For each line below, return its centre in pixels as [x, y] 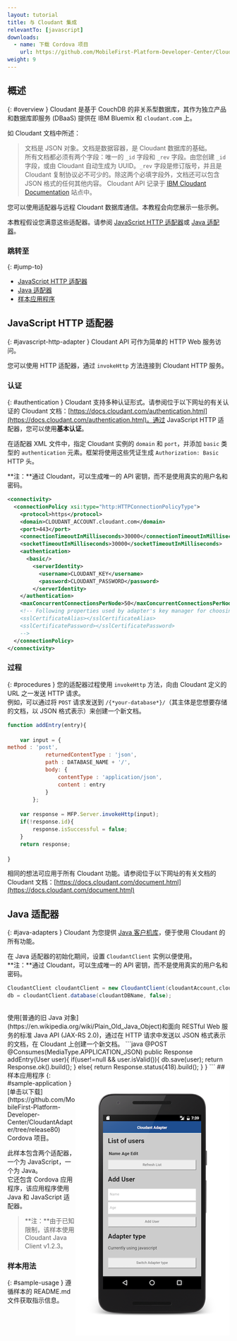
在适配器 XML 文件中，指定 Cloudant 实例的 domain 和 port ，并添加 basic [114, 444]
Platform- [47, 1107]
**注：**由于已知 [49, 1220]
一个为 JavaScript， [36, 1162]
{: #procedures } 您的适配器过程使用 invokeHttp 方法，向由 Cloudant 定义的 [117, 684]
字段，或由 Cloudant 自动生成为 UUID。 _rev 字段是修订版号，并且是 [123, 165]
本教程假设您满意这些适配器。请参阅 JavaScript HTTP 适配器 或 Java [107, 222]
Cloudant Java [45, 1237]
